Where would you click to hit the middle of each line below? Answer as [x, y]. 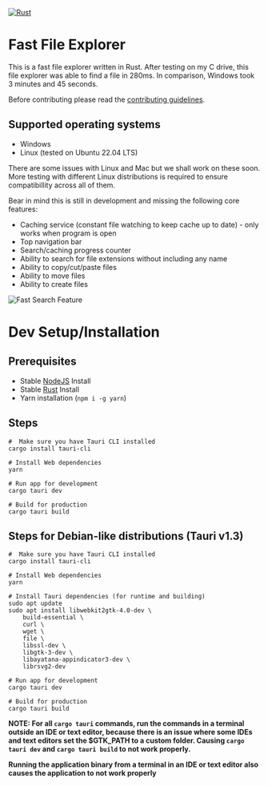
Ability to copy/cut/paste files [68, 267]
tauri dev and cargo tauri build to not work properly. [100, 749]
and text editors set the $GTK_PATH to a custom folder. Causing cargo [126, 740]
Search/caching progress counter [76, 250]
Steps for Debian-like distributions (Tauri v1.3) [126, 536]
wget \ [34, 632]
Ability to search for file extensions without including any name [124, 258]
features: [23, 209]
